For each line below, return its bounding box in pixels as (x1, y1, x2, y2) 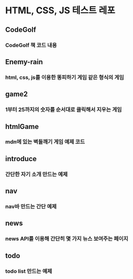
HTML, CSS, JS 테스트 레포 (5, 5, 115, 16)
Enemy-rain (5, 57, 43, 66)
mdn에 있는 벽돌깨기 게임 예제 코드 (5, 138, 85, 145)
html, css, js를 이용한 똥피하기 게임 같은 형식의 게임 (5, 73, 124, 81)
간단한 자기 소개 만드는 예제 (5, 170, 68, 177)
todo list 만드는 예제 (5, 267, 52, 274)
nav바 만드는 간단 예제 (5, 203, 57, 210)
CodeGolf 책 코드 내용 (5, 41, 57, 48)
